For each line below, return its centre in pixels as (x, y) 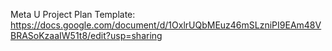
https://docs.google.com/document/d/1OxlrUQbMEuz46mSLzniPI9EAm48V (166, 25)
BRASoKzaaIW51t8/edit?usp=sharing (86, 35)
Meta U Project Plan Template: (73, 14)
